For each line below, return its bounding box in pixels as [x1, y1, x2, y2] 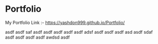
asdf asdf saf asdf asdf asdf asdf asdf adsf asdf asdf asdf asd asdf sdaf [5, 29, 153, 35]
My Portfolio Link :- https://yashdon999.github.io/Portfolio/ [5, 20, 125, 25]
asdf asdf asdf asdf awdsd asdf [5, 34, 70, 40]
